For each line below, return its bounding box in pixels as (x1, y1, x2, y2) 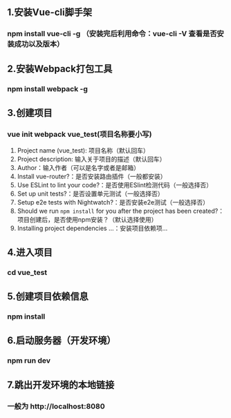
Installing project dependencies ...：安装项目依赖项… (17, 224, 168, 233)
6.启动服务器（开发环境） (7, 334, 116, 347)
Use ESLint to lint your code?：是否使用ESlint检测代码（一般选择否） (17, 181, 213, 189)
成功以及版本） (14, 39, 64, 49)
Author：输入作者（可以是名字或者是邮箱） (17, 164, 140, 172)
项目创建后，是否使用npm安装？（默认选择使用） (17, 216, 158, 224)
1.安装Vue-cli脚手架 (7, 6, 92, 19)
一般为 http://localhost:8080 (7, 401, 105, 411)
